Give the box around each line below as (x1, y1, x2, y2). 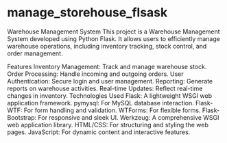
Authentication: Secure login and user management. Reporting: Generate (7, 77, 213, 85)
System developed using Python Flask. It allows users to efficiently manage (7, 34, 221, 42)
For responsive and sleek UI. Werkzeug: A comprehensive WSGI (38, 113, 219, 121)
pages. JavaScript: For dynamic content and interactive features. (7, 128, 191, 136)
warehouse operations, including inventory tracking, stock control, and (7, 42, 207, 50)
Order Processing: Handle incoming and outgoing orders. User (7, 70, 184, 78)
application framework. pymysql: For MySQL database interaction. (7, 99, 194, 107)
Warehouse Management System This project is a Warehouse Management (7, 27, 221, 36)
